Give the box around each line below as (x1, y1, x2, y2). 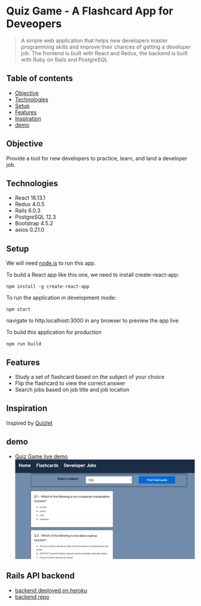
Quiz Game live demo (14, 452, 68, 460)
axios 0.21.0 (14, 226, 45, 234)
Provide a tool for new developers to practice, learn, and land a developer (6, 154, 188, 162)
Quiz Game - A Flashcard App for (6, 4, 173, 18)
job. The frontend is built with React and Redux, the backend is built (20, 49, 188, 56)
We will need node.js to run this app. (6, 259, 96, 267)
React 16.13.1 (14, 194, 46, 202)
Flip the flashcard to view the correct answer (14, 380, 126, 387)
